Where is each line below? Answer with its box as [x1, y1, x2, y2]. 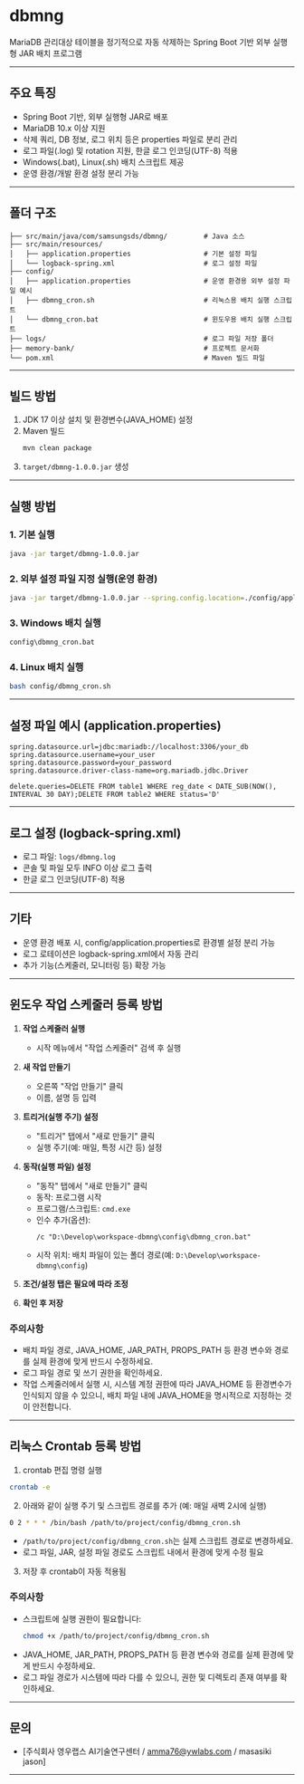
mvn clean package [22, 444, 92, 453]
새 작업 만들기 [22, 1061, 71, 1072]
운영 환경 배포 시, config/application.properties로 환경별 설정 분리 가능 [22, 936, 276, 947]
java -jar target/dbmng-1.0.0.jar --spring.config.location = [9, 594, 245, 603]
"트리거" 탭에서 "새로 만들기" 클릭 [35, 1130, 156, 1141]
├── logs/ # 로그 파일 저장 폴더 [9, 334, 274, 343]
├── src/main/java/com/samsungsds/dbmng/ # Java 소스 [9, 232, 245, 241]
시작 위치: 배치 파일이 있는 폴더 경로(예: [35, 1249, 175, 1260]
